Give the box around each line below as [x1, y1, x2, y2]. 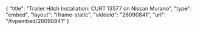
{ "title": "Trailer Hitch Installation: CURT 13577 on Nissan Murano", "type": [5, 5, 192, 12]
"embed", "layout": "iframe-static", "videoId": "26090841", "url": [5, 11, 166, 18]
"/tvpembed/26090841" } [5, 18, 69, 24]
